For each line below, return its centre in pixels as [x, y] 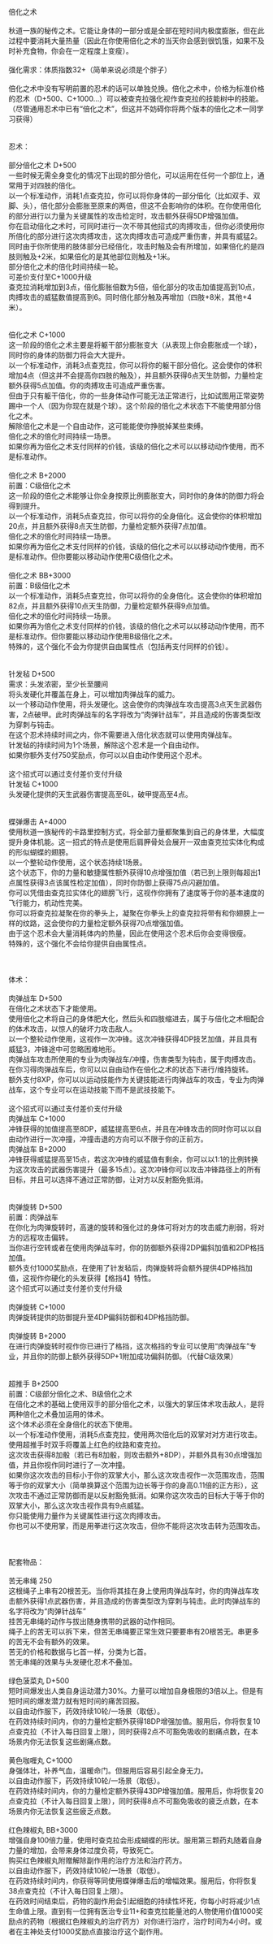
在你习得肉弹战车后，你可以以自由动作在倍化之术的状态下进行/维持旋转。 [131, 1069]
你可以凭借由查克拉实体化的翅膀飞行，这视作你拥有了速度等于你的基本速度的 [136, 893]
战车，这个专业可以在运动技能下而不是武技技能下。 [94, 1090]
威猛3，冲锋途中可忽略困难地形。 [64, 1049]
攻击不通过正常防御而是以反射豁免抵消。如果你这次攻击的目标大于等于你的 [140, 1495]
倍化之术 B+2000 [37, 475]
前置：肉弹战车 [33, 1217]
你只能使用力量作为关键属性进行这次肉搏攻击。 [87, 1515]
